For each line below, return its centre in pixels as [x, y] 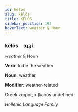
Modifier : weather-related [32, 85]
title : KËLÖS [19, 19]
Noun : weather [20, 75]
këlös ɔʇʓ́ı [19, 46]
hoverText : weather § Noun [33, 28]
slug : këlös [17, 14]
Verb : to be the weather [29, 66]
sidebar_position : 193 [28, 24]
